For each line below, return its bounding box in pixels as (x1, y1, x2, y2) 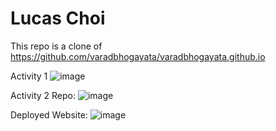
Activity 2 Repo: (10, 89, 76, 101)
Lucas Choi (10, 7, 106, 30)
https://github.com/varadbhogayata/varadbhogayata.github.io (10, 50, 266, 62)
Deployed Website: (10, 108, 88, 121)
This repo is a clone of (10, 40, 103, 52)
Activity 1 (10, 70, 48, 82)
